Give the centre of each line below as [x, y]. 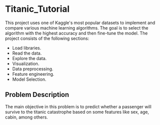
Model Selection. [29, 79]
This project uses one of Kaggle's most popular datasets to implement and [80, 23]
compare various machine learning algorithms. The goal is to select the [77, 28]
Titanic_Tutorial [37, 9]
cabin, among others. [26, 117]
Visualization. [26, 63]
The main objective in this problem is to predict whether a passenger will [78, 106]
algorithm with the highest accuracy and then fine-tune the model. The [76, 33]
